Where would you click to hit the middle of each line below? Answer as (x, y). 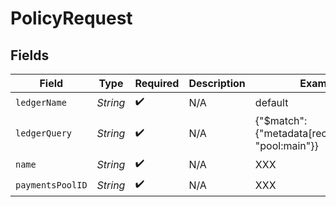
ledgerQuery (44, 133)
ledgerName (41, 102)
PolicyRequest (71, 18)
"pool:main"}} (286, 145)
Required (157, 83)
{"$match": (281, 120)
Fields (30, 55)
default (271, 102)
